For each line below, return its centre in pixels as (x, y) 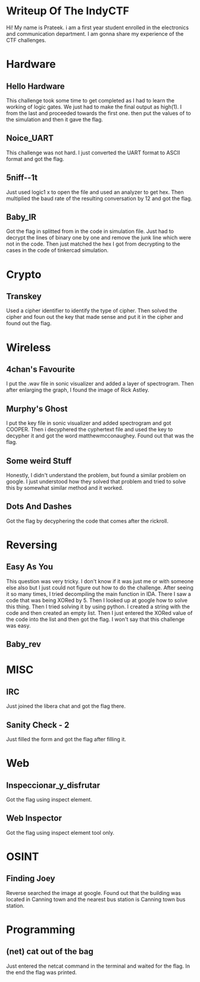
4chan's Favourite (41, 369)
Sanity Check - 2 (38, 725)
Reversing (32, 545)
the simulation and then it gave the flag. (54, 119)
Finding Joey (31, 879)
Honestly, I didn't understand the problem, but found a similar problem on (96, 475)
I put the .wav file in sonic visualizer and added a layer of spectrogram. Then (100, 384)
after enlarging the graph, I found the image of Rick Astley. (78, 390)
